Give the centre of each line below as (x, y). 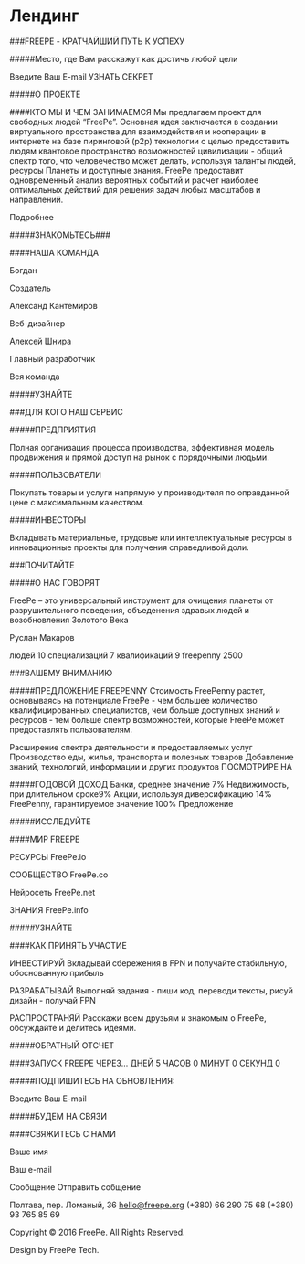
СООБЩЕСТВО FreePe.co (59, 875)
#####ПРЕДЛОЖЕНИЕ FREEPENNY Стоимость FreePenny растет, (137, 690)
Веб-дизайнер (37, 323)
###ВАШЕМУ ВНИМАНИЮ (61, 673)
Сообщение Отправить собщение (75, 1187)
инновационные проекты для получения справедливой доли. (129, 547)
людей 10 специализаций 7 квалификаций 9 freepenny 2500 (126, 655)
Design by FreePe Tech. (54, 1249)
